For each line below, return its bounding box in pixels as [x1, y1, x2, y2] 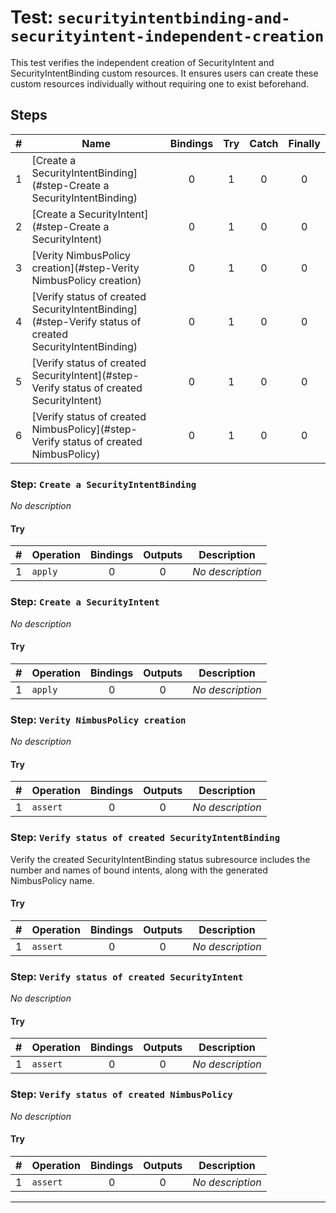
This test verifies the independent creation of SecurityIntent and [10, 56, 275, 68]
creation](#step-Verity [31, 261, 140, 275]
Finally [288, 136, 321, 150]
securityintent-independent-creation [10, 27, 325, 46]
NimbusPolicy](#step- [31, 422, 138, 436]
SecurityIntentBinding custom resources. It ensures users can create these [10, 67, 319, 79]
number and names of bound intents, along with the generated [10, 864, 268, 876]
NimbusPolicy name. [10, 874, 95, 886]
